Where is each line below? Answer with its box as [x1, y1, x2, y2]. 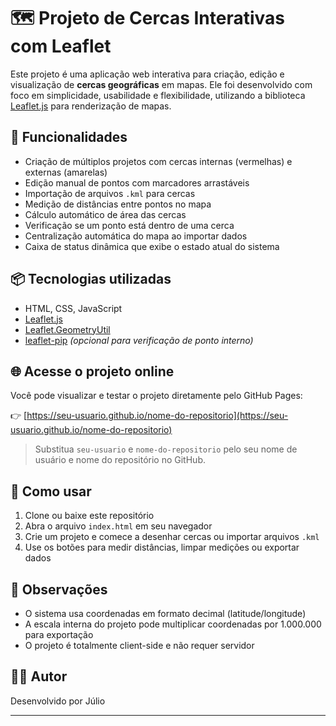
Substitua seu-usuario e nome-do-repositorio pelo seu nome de [34, 443, 298, 455]
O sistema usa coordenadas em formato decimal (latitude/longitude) [24, 608, 307, 619]
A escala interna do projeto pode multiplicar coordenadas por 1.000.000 [24, 618, 322, 630]
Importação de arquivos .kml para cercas [24, 187, 196, 199]
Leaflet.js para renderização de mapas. [10, 100, 172, 112]
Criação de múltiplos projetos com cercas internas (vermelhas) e [24, 155, 293, 167]
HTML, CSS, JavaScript [24, 302, 123, 314]
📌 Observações [10, 581, 108, 598]
